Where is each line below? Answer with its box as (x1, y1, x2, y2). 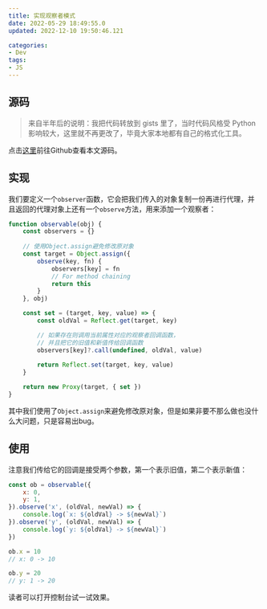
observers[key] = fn (51, 264, 120, 273)
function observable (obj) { (8, 220, 103, 228)
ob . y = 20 (8, 570, 42, 578)
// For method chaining (51, 272, 131, 280)
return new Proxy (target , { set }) (22, 383, 142, 391)
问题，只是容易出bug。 (22, 415, 99, 426)
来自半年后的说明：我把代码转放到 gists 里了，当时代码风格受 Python (27, 118, 257, 128)
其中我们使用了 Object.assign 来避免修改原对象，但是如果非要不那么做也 (8, 406, 245, 415)
